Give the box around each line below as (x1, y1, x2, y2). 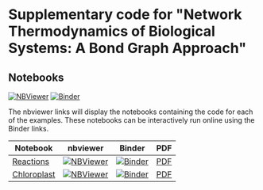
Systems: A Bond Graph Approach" (8, 40, 247, 57)
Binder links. (8, 124, 49, 133)
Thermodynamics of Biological (8, 22, 216, 40)
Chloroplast (12, 169, 56, 180)
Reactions (12, 156, 50, 167)
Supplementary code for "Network (8, 6, 242, 24)
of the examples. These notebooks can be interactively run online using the (8, 116, 255, 124)
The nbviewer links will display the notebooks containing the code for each (8, 107, 253, 116)
